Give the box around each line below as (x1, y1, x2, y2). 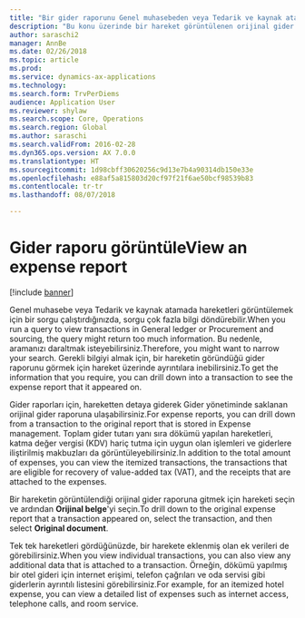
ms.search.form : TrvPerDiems (9, 89, 120, 98)
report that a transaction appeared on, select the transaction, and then (9, 513, 272, 524)
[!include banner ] (9, 287, 74, 298)
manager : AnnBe (9, 38, 67, 48)
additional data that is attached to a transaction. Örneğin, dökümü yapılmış (9, 559, 288, 570)
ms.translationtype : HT (9, 156, 100, 166)
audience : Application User (9, 97, 116, 107)
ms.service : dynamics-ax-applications (9, 73, 156, 82)
